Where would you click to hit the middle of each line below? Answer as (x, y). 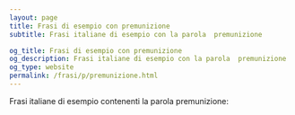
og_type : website (42, 67)
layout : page (34, 18)
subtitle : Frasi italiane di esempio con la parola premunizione (136, 34)
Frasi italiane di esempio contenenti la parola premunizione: (119, 101)
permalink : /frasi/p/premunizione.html (84, 76)
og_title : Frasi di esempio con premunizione (95, 50)
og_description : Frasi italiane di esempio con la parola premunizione (148, 59)
